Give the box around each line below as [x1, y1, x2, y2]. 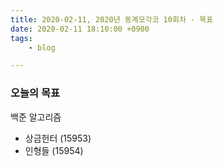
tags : [10, 33, 33, 43]
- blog [28, 42, 56, 53]
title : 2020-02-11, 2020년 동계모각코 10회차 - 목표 [10, 14, 214, 25]
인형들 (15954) [24, 144, 84, 156]
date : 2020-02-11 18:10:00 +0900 [10, 24, 150, 34]
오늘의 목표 [10, 86, 61, 100]
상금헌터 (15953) [24, 132, 92, 144]
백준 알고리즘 [10, 111, 62, 123]
